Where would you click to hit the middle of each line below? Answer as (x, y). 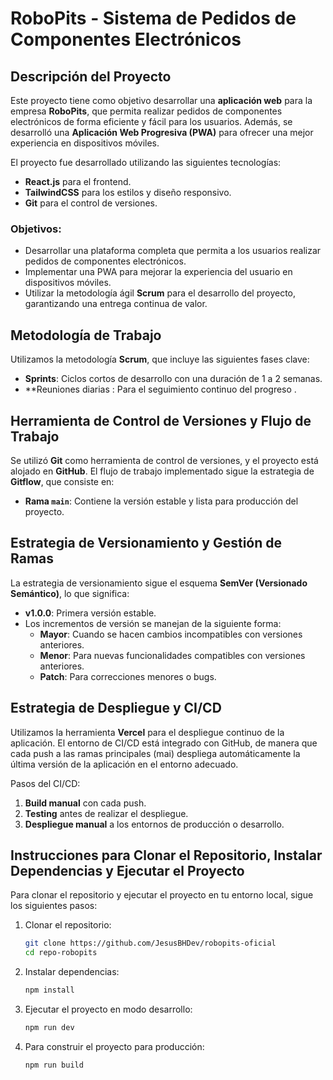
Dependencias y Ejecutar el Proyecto (127, 870)
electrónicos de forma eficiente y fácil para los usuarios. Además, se (151, 121)
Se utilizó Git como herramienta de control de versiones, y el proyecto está (164, 460)
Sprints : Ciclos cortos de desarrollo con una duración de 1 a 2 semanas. (173, 379)
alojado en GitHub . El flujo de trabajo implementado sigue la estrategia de (162, 471)
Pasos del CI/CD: (45, 783)
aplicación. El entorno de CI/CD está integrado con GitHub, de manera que (164, 743)
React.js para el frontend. (78, 181)
